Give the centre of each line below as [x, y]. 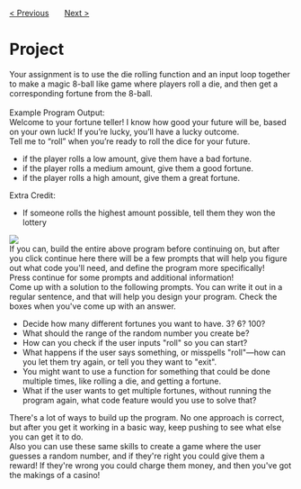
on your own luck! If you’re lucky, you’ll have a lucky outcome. [124, 131]
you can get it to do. [46, 437]
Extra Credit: [32, 195]
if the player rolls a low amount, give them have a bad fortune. [137, 158]
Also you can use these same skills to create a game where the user [135, 446]
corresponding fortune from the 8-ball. [81, 93]
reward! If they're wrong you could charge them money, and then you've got [150, 465]
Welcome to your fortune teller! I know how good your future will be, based [148, 122]
